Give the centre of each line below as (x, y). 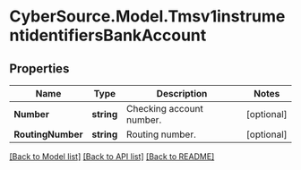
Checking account (165, 109)
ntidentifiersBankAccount (108, 35)
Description (182, 93)
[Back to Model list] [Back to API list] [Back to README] (112, 157)
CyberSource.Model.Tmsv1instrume (147, 17)
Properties (39, 68)
